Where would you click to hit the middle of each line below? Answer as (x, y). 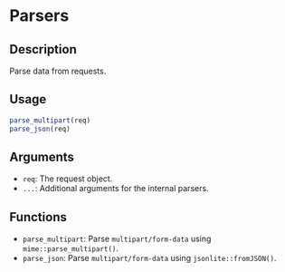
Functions (38, 217)
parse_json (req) (40, 129)
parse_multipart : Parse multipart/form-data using (117, 239)
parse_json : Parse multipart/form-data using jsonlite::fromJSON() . (149, 258)
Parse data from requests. (58, 71)
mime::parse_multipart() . (71, 248)
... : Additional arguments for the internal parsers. (116, 189)
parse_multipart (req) (50, 120)
